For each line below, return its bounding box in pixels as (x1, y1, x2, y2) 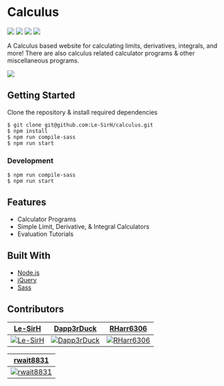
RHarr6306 (110, 324, 148, 334)
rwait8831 (13, 355, 49, 365)
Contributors (7, 303, 64, 315)
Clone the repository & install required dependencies (7, 108, 158, 116)
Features (7, 196, 46, 209)
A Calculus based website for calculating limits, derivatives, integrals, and (7, 41, 218, 49)
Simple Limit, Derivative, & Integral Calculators (17, 222, 150, 230)
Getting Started (7, 90, 76, 102)
